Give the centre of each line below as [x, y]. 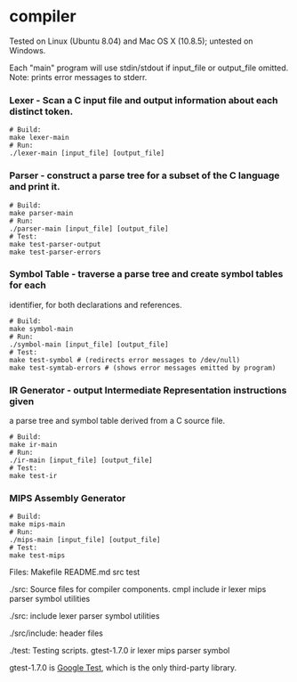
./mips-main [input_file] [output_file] [85, 540]
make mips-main [37, 524]
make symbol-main [41, 329]
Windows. [28, 50]
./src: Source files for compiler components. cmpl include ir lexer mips [138, 589]
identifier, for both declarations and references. [96, 304]
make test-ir [33, 476]
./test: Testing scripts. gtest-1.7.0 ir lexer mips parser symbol [120, 651]
